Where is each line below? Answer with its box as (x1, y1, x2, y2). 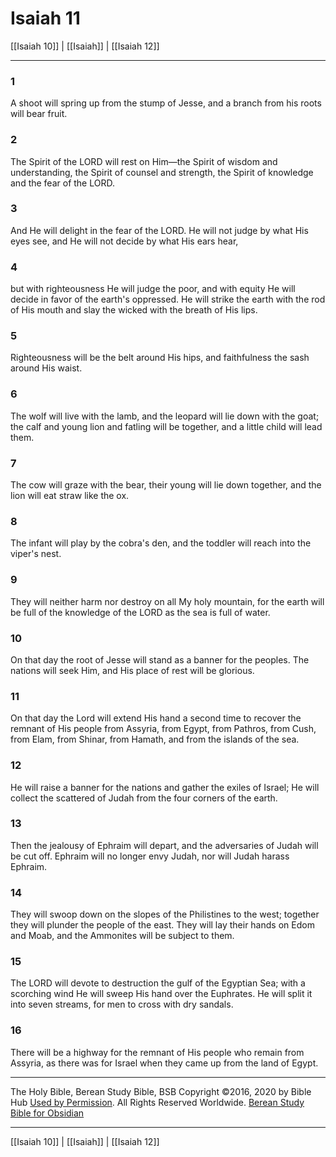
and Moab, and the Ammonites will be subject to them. (10, 930, 235, 942)
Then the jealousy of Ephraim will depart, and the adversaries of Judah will (10, 839, 319, 851)
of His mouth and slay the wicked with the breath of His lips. (10, 304, 258, 316)
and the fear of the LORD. (10, 177, 115, 189)
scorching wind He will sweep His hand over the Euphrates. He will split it (10, 988, 313, 1000)
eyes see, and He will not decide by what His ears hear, (10, 235, 239, 247)
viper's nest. (10, 548, 62, 560)
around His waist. (10, 362, 83, 374)
